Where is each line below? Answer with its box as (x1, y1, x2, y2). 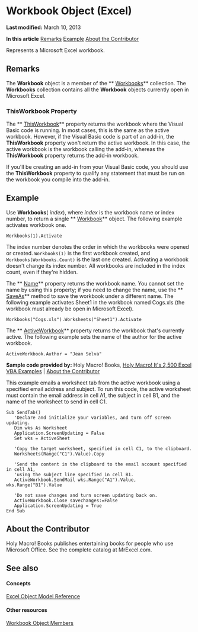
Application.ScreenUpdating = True (14, 502, 102, 509)
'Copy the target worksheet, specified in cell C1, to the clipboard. (14, 445, 193, 451)
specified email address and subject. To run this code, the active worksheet (6, 385, 191, 392)
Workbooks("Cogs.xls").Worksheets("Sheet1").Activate (6, 316, 142, 322)
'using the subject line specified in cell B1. (14, 471, 134, 477)
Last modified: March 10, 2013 (6, 24, 81, 31)
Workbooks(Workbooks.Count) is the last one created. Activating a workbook (6, 256, 189, 263)
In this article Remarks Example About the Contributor (6, 35, 139, 42)
